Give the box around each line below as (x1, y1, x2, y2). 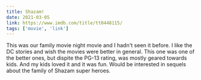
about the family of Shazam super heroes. (6, 67, 110, 75)
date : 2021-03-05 (6, 14, 50, 20)
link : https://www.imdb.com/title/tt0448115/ (6, 20, 123, 26)
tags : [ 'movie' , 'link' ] (6, 25, 69, 32)
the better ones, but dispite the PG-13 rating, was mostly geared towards (6, 54, 187, 61)
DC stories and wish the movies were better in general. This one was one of (6, 48, 195, 56)
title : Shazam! (6, 8, 45, 15)
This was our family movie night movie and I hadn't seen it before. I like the (6, 42, 193, 49)
